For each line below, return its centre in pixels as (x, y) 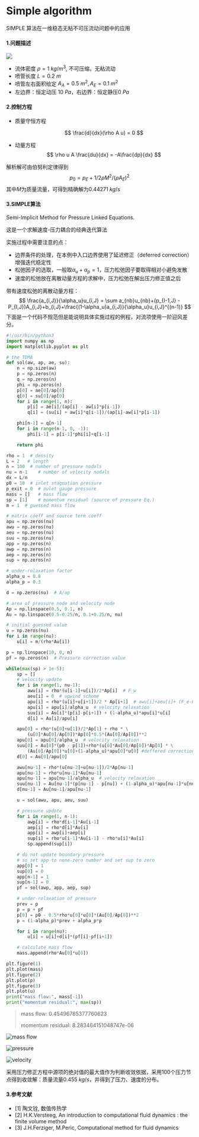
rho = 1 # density (30, 455)
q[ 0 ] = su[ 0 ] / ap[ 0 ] (41, 396)
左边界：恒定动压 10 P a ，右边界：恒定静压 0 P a (72, 92)
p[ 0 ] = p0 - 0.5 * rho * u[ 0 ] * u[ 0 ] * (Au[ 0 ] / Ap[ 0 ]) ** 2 (78, 915)
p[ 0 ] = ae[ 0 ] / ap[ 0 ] (41, 390)
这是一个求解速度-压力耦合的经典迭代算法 (57, 230)
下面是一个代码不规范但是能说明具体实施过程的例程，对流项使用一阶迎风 (94, 316)
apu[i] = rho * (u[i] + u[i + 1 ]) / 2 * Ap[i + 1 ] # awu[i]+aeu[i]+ (102, 702)
